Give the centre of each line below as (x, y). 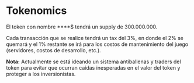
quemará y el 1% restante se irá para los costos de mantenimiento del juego (97, 44)
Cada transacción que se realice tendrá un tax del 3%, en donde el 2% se (95, 38)
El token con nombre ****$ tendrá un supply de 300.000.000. (82, 27)
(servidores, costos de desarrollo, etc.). (53, 50)
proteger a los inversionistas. (41, 74)
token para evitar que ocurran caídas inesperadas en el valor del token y (93, 67)
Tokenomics (37, 11)
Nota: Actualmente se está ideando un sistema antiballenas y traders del (93, 62)
